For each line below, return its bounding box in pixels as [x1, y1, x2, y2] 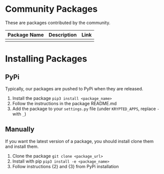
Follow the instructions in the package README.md [12, 100, 117, 106]
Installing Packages [5, 53, 87, 64]
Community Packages [5, 3, 98, 15]
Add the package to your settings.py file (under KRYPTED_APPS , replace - [12, 106, 160, 112]
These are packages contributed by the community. [5, 20, 111, 26]
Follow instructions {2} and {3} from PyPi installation [12, 163, 119, 169]
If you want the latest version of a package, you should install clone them [5, 138, 154, 144]
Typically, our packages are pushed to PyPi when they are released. [5, 86, 143, 91]
